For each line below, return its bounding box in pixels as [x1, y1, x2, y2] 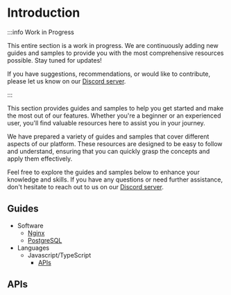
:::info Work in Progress [7, 28, 74, 36]
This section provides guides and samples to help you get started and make [7, 104, 224, 112]
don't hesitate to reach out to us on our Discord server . [7, 182, 164, 191]
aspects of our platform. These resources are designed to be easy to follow [7, 139, 223, 147]
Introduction [7, 5, 80, 21]
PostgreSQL [27, 236, 62, 244]
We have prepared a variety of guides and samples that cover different [7, 132, 209, 141]
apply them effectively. [7, 154, 73, 163]
